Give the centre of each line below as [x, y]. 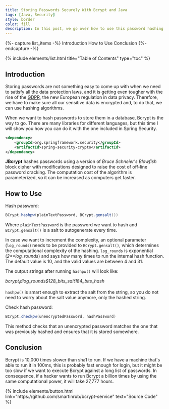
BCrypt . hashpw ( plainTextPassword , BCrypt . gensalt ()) [62, 215]
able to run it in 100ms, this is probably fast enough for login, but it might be [84, 365]
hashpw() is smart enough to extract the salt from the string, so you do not [82, 292]
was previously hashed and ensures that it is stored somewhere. [72, 332]
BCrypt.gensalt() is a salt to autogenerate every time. [61, 230]
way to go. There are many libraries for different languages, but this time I [82, 123]
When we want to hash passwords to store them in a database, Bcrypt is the [84, 117]
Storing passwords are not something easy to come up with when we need [83, 86]
